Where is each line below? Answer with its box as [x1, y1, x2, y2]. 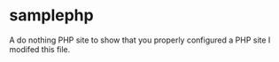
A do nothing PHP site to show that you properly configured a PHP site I [9, 35, 271, 45]
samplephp [9, 5, 95, 26]
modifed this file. [9, 43, 71, 54]
